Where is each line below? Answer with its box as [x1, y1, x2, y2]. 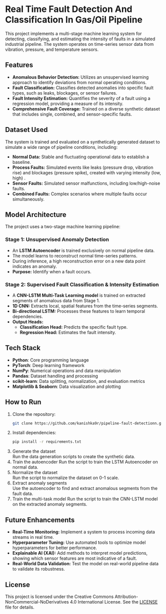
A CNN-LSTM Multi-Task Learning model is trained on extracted [12, 292, 146, 298]
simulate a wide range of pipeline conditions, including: [5, 144, 118, 150]
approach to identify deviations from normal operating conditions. [12, 79, 147, 85]
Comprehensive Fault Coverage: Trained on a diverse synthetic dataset [12, 106, 160, 112]
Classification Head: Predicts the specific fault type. [19, 324, 128, 330]
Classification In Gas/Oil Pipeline [5, 14, 143, 25]
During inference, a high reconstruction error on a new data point [12, 258, 146, 264]
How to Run [5, 398, 42, 406]
